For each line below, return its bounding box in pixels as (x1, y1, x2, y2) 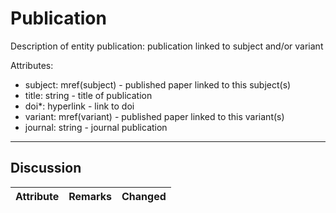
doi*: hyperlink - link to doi (24, 100, 135, 112)
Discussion (10, 160, 82, 177)
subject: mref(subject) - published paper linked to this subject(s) (24, 78, 292, 91)
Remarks (68, 189, 113, 203)
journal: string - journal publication (24, 121, 168, 133)
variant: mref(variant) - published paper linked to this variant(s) (24, 110, 285, 122)
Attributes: (10, 59, 54, 71)
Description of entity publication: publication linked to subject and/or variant (10, 40, 324, 52)
